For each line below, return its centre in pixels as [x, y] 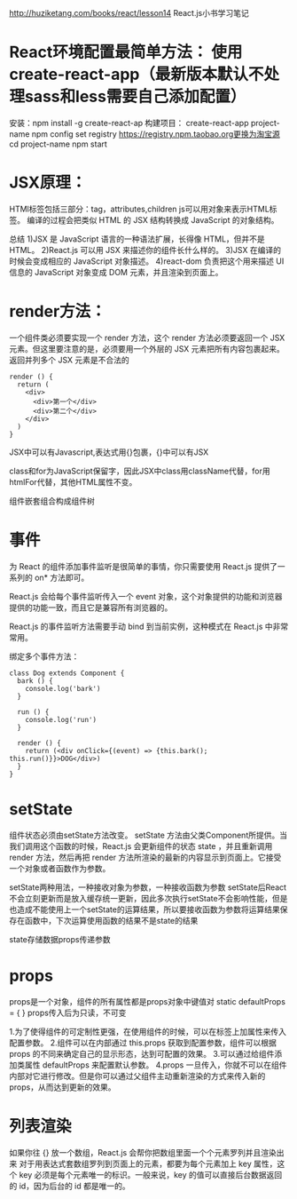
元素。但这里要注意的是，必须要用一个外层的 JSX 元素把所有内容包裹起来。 [147, 348]
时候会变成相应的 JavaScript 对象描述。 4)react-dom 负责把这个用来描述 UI [147, 261]
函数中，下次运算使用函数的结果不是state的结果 [111, 920]
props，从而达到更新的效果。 [63, 1087]
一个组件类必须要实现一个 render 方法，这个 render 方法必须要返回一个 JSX [147, 337]
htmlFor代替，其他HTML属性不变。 [73, 481]
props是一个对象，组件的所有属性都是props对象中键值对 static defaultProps [148, 1001]
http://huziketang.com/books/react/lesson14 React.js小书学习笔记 [129, 13]
